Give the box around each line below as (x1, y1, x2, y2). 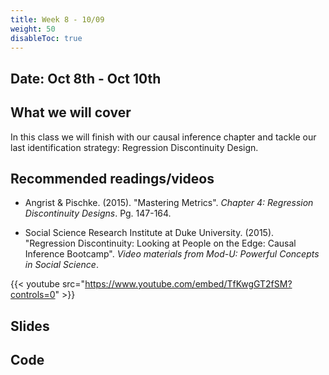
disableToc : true (10, 33, 83, 43)
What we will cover (10, 104, 132, 121)
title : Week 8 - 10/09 (10, 14, 105, 25)
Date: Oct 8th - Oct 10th (10, 70, 162, 87)
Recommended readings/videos (10, 170, 215, 187)
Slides (10, 317, 50, 335)
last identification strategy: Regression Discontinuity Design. (10, 141, 259, 153)
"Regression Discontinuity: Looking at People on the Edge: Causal (24, 237, 297, 250)
